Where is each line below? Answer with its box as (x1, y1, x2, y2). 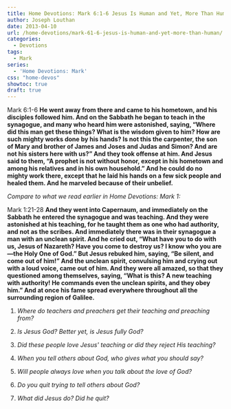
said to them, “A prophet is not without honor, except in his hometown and (7, 157, 223, 165)
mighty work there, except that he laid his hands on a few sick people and (7, 171, 221, 180)
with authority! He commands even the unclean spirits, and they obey (7, 279, 211, 287)
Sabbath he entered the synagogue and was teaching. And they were (7, 213, 209, 221)
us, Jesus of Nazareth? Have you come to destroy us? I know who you (7, 242, 211, 251)
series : (7, 61, 30, 68)
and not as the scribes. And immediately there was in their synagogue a (7, 228, 217, 236)
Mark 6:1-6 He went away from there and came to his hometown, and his (7, 106, 218, 114)
